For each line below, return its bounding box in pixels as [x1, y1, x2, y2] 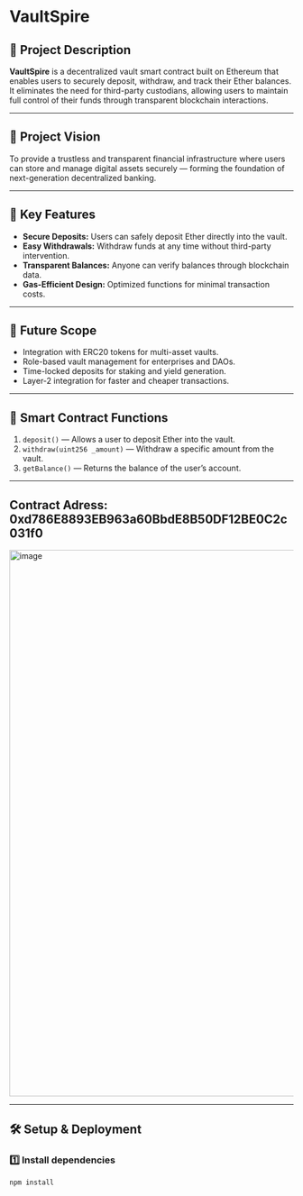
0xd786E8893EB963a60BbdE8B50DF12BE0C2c [9, 511, 288, 526]
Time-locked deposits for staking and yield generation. [22, 366, 227, 377]
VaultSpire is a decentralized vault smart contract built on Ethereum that [9, 66, 280, 77]
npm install [9, 1178, 54, 1187]
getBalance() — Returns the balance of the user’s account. [22, 462, 242, 474]
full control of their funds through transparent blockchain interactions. [9, 95, 269, 105]
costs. [22, 288, 46, 299]
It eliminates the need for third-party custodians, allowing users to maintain [9, 86, 289, 96]
